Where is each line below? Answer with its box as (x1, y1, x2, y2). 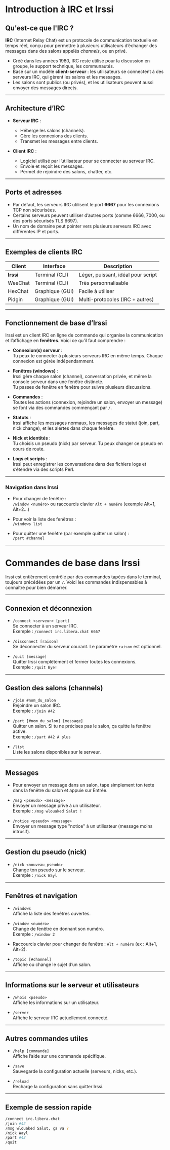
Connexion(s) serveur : (12, 347, 63, 353)
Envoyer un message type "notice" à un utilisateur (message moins (12, 823, 153, 829)
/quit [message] (12, 654, 47, 659)
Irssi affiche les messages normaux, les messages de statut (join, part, (12, 420, 160, 426)
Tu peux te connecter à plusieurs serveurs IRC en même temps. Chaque (12, 353, 163, 359)
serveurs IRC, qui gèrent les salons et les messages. (12, 74, 122, 80)
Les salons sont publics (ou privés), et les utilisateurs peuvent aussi (12, 80, 154, 85)
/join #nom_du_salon (12, 698, 56, 703)
